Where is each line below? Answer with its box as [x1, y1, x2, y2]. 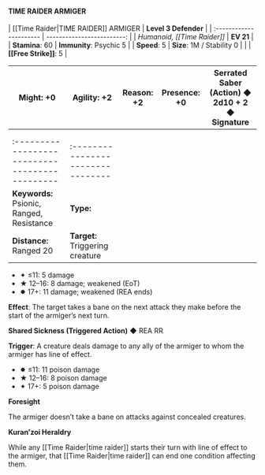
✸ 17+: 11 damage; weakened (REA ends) [19, 288, 153, 297]
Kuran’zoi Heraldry [8, 428, 72, 437]
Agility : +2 [72, 92, 113, 103]
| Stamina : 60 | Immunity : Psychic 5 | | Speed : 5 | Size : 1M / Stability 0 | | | [8, 40, 252, 50]
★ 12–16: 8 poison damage [19, 373, 108, 383]
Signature [211, 117, 250, 128]
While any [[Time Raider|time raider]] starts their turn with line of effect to [8, 443, 248, 452]
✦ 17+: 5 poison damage [19, 382, 100, 392]
